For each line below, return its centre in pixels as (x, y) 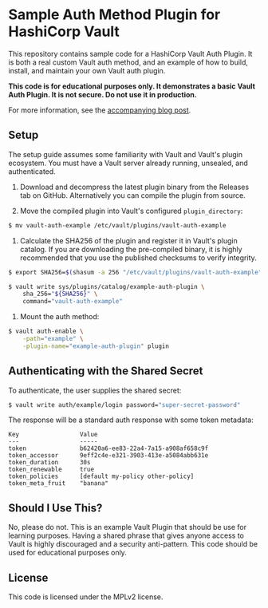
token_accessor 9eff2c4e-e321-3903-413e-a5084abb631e (108, 456)
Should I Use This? (55, 508)
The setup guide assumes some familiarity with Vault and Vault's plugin (126, 154)
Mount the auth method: (59, 317)
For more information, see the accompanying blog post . (100, 110)
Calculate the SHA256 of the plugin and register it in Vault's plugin (128, 240)
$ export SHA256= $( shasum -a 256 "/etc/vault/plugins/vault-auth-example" (135, 272)
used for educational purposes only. (68, 553)
